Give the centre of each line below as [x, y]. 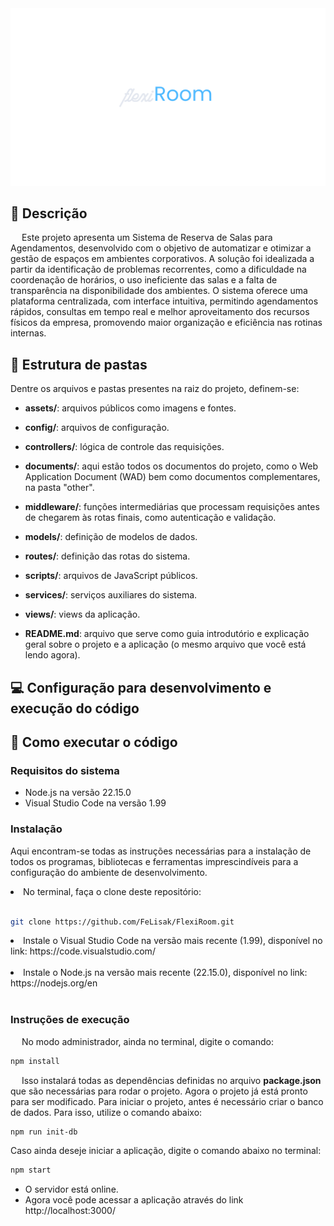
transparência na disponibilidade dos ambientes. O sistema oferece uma [159, 291]
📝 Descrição [49, 213]
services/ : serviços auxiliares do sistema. [111, 595]
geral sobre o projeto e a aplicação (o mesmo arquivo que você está [165, 644]
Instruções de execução [70, 1020]
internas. [28, 333]
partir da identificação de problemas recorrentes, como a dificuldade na [158, 269]
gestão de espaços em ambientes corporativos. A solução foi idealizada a [162, 259]
